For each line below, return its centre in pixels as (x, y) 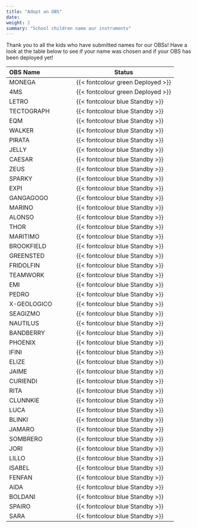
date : (13, 17)
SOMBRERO (26, 439)
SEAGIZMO (25, 314)
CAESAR (21, 160)
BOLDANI (22, 497)
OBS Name (25, 72)
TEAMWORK (27, 275)
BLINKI (19, 420)
